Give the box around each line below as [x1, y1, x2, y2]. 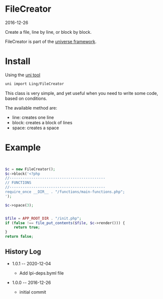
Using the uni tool [5, 72, 40, 78]
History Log [5, 248, 41, 256]
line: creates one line [12, 114, 54, 120]
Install [5, 56, 31, 67]
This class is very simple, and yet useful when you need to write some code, [5, 90, 158, 96]
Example [5, 142, 41, 153]
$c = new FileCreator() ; [5, 166, 55, 172]
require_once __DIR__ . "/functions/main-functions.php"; [5, 189, 125, 194]
